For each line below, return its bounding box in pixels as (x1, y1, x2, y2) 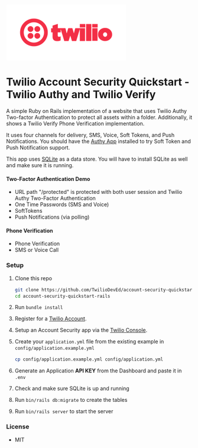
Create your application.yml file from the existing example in (14, 338, 164, 345)
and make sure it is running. (6, 161, 74, 168)
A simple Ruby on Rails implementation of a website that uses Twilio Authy (6, 107, 187, 114)
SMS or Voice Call (14, 246, 59, 254)
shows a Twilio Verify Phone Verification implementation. (6, 120, 145, 127)
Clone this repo (14, 274, 52, 282)
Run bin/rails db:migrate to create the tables (14, 397, 128, 404)
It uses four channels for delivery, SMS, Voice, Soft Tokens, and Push (6, 131, 175, 138)
